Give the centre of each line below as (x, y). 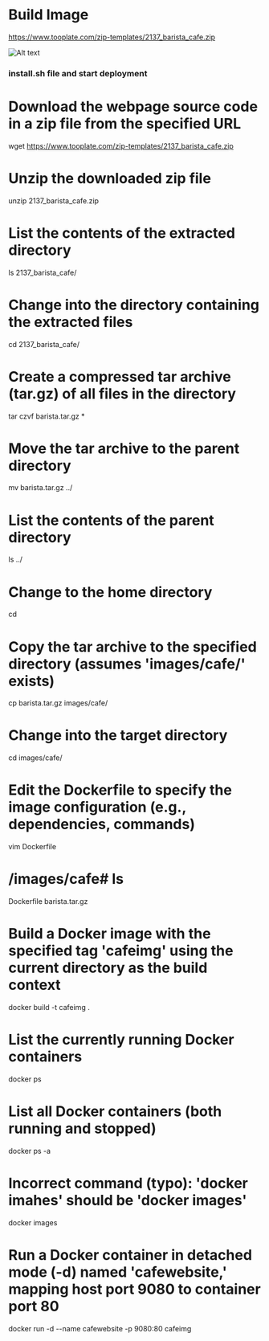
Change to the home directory (110, 592)
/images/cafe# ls (66, 879)
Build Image (49, 15)
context (35, 985)
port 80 (34, 1306)
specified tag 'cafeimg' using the (121, 951)
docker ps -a (29, 1151)
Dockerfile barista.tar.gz (48, 901)
